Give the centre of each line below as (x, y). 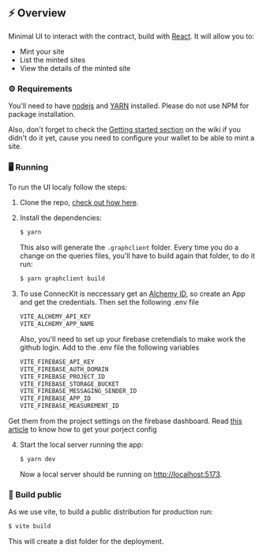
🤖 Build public (35, 494)
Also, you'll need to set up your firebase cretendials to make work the (133, 339)
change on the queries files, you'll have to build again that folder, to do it (137, 256)
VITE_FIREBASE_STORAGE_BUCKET (70, 384)
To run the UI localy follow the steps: (68, 187)
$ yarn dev (38, 459)
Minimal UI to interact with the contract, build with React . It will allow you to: (131, 36)
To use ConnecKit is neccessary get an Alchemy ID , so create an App (133, 294)
